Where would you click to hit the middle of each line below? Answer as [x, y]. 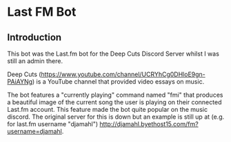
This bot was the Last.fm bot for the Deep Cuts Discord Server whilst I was [113, 54]
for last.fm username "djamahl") [53, 124]
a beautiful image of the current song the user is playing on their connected [114, 102]
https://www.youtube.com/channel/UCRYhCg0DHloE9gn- [123, 74]
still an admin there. [35, 61]
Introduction [34, 37]
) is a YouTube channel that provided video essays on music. [118, 82]
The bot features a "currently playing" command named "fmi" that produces [115, 95]
